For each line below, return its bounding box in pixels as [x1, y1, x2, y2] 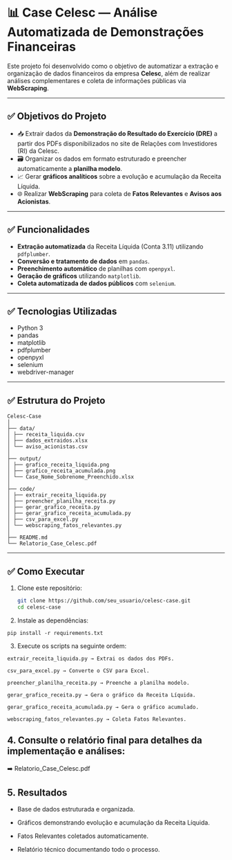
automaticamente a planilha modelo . [17, 164, 123, 172]
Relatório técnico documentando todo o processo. [17, 845, 160, 854]
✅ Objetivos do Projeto [7, 111, 107, 123]
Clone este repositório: [17, 584, 83, 592]
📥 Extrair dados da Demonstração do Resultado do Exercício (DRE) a [17, 129, 217, 138]
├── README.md [7, 534, 48, 541]
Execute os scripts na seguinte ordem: [17, 641, 126, 650]
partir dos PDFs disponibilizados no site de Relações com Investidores [17, 139, 217, 147]
